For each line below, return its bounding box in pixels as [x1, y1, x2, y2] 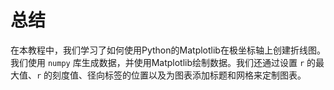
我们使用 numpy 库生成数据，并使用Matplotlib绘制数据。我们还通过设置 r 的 [10, 56, 317, 68]
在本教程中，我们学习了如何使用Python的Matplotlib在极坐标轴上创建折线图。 [10, 44, 326, 56]
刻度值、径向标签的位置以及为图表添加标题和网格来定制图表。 [52, 69, 307, 81]
